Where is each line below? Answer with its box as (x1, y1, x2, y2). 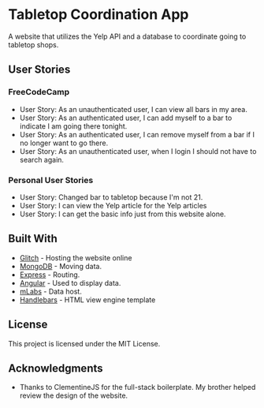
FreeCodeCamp (8, 87, 70, 98)
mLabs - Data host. (19, 286, 83, 296)
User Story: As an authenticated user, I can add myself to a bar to (19, 113, 232, 122)
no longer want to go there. (19, 138, 109, 148)
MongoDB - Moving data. (19, 261, 102, 271)
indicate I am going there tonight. (19, 121, 128, 131)
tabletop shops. (8, 39, 59, 49)
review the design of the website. (19, 391, 128, 400)
